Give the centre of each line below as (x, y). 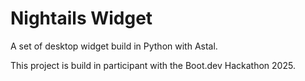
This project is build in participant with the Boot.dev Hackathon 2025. (153, 65)
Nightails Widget (81, 18)
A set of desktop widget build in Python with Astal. (114, 46)
